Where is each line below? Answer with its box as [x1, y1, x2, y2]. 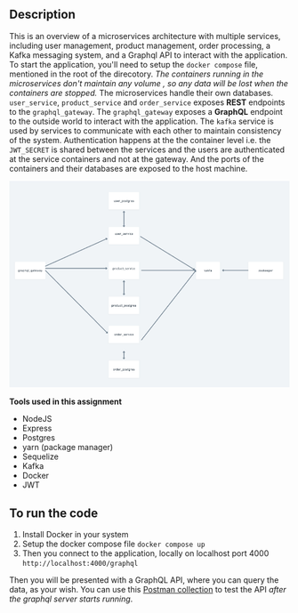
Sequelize [21, 451, 60, 462]
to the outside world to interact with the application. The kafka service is [9, 116, 274, 126]
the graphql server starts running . [9, 593, 133, 604]
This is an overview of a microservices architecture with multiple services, [9, 30, 281, 41]
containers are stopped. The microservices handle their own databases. [9, 87, 274, 98]
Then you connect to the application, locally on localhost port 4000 [21, 548, 270, 559]
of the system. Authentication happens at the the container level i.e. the [9, 134, 271, 145]
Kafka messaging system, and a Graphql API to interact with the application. [9, 49, 288, 60]
